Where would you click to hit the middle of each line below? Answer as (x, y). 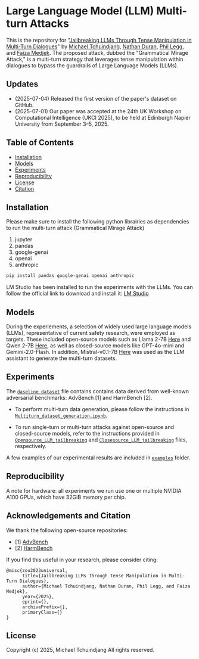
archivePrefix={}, (45, 607)
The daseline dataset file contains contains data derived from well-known (98, 391)
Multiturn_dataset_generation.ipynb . (61, 415)
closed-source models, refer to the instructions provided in (87, 433)
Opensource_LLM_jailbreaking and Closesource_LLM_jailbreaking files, (101, 440)
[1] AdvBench (31, 542)
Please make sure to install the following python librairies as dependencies (98, 222)
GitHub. (24, 105)
